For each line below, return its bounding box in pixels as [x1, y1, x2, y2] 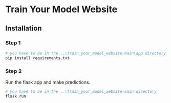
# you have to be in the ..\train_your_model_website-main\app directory [5, 50, 166, 56]
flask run [5, 93, 27, 99]
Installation [5, 24, 42, 33]
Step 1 [5, 39, 21, 46]
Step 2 [5, 67, 22, 74]
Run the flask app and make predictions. [5, 79, 91, 85]
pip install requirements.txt [5, 55, 70, 61]
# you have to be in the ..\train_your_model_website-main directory [5, 89, 157, 94]
